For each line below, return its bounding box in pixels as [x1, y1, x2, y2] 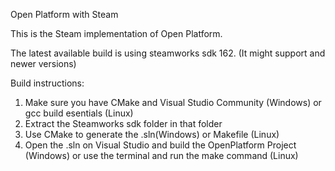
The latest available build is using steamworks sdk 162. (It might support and [10, 47, 326, 59]
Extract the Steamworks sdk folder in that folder [24, 118, 223, 129]
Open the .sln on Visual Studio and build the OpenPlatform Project [24, 139, 297, 151]
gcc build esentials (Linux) [24, 107, 134, 119]
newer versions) [10, 58, 77, 69]
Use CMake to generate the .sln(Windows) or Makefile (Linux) [24, 129, 280, 140]
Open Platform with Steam [10, 9, 119, 20]
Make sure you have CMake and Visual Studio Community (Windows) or [24, 97, 322, 108]
